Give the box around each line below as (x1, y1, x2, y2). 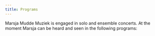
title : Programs (5, 7, 38, 12)
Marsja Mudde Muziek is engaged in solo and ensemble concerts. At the (5, 20, 151, 26)
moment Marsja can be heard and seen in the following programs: (5, 25, 137, 31)
